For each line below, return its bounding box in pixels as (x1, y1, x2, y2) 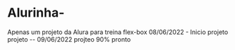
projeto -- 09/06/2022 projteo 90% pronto (7, 35, 131, 43)
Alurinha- (7, 5, 65, 21)
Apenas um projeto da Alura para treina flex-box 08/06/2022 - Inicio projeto (7, 28, 229, 36)
